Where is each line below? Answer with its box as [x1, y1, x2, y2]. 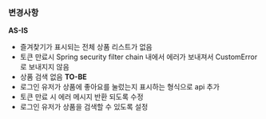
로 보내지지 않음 [19, 62, 69, 72]
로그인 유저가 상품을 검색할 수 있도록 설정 [19, 102, 149, 112]
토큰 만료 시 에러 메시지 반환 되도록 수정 [19, 92, 144, 101]
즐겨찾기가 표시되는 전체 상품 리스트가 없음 [19, 42, 153, 52]
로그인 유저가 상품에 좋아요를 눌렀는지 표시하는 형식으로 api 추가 [19, 82, 220, 92]
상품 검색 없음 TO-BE [19, 72, 87, 81]
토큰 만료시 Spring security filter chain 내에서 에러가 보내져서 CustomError [19, 52, 258, 61]
